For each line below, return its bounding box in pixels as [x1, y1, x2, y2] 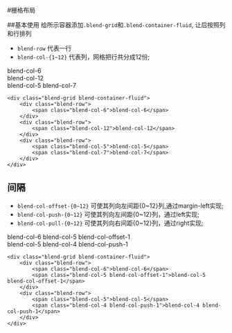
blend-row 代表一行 [17, 44, 72, 52]
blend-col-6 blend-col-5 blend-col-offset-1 [7, 233, 130, 241]
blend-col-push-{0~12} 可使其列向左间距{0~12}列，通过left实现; [17, 210, 199, 218]
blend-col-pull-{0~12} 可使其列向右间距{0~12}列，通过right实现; [17, 219, 204, 227]
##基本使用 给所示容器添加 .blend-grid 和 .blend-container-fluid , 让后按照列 [7, 21, 226, 29]
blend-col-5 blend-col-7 [7, 82, 77, 89]
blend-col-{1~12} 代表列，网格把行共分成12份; [17, 53, 150, 61]
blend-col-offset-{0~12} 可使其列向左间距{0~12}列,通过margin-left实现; [17, 201, 224, 210]
